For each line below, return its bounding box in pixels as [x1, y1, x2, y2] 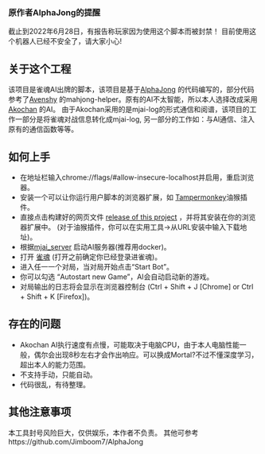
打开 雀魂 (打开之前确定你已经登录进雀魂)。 [19, 252, 162, 262]
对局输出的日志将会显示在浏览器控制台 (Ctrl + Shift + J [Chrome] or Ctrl [19, 281, 254, 291]
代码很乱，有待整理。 [19, 379, 90, 389]
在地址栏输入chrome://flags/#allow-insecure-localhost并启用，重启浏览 [19, 173, 255, 182]
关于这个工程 [8, 62, 72, 76]
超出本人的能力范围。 [19, 359, 90, 369]
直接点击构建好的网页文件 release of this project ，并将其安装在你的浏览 [19, 212, 256, 222]
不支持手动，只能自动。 [19, 370, 97, 379]
